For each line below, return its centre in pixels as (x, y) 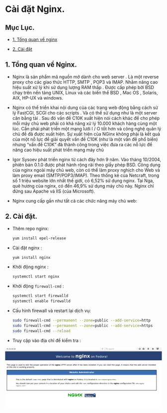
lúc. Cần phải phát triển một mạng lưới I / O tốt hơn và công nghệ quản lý (87, 128)
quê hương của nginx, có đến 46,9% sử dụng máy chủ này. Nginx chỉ (83, 186)
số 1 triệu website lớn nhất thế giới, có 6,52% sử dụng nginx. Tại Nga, (83, 181)
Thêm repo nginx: (30, 228)
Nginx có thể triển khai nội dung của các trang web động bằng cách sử (85, 107)
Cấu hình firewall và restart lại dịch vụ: (51, 310)
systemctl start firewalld (40, 296)
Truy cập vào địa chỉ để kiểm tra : (46, 340)
